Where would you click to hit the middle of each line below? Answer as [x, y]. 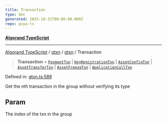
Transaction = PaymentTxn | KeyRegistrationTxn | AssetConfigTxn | [85, 62]
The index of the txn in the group [39, 114]
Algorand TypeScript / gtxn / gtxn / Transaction [53, 52]
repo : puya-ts [20, 24]
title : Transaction [25, 10]
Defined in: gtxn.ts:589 [29, 77]
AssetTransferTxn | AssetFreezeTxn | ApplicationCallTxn [75, 67]
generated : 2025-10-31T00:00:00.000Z [44, 19]
